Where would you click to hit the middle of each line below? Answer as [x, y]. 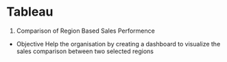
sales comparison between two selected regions [85, 51]
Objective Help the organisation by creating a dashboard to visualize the [118, 44]
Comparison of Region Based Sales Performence [85, 31]
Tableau [30, 12]
